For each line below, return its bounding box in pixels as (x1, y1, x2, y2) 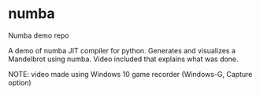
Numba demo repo (8, 31, 69, 40)
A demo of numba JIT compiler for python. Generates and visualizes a (8, 46, 236, 55)
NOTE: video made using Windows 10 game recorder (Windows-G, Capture (8, 69, 253, 79)
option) (8, 78, 32, 87)
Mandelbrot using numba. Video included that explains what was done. (8, 54, 239, 64)
